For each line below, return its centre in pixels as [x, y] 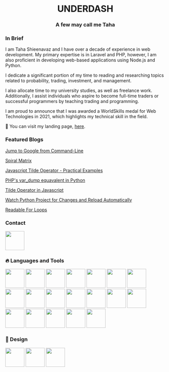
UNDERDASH [85, 9]
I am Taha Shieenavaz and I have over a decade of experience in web [78, 49]
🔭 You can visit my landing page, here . [45, 126]
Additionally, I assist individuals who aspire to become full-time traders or [82, 96]
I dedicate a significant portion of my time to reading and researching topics [84, 75]
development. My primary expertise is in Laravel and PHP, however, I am [81, 55]
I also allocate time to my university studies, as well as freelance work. [79, 91]
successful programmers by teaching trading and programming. [72, 102]
